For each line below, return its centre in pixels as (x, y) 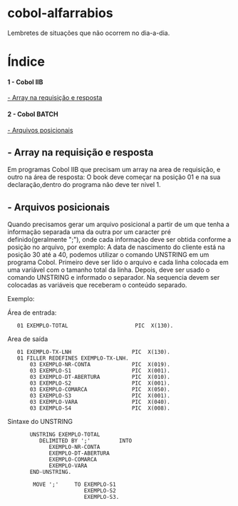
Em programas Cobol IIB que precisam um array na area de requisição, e (114, 170)
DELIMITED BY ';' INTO (86, 441)
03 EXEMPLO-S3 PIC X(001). (100, 396)
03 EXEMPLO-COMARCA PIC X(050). (100, 390)
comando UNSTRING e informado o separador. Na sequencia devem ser (114, 278)
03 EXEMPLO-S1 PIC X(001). (100, 371)
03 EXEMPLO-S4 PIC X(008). (100, 408)
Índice (26, 62)
